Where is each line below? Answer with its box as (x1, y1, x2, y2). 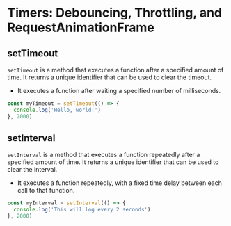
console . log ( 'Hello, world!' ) (13, 106, 101, 113)
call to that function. (17, 186, 75, 195)
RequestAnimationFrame (7, 19, 154, 35)
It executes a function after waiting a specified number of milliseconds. (17, 87, 221, 95)
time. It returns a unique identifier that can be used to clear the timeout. (7, 73, 212, 81)
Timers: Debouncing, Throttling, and (7, 5, 223, 21)
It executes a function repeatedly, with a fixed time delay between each (17, 179, 223, 187)
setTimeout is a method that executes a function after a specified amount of (7, 66, 224, 74)
